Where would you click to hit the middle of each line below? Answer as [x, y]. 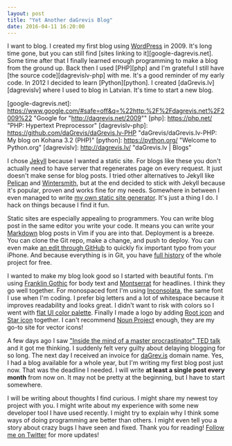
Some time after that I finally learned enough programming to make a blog [113, 61]
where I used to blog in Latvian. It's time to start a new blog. [128, 90]
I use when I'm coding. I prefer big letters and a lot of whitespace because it [116, 298]
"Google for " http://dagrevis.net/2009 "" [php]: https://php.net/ [123, 118]
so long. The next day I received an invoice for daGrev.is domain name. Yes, [115, 355]
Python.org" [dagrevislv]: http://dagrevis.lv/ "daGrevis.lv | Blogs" [99, 148]
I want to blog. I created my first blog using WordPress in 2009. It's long [110, 46]
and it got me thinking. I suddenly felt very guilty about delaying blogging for [116, 348]
